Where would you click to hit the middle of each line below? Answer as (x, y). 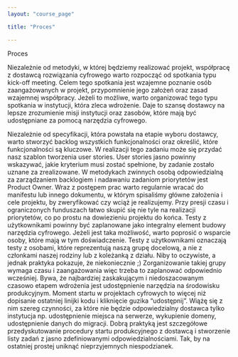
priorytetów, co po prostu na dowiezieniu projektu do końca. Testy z (107, 217)
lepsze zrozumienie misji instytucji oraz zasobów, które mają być (102, 113)
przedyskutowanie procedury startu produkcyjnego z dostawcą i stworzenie (119, 331)
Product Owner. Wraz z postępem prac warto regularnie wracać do (106, 187)
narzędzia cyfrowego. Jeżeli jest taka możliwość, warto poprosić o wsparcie (119, 232)
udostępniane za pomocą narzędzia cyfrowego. (77, 120)
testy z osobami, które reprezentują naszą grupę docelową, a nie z (105, 247)
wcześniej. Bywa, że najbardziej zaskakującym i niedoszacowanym (106, 278)
